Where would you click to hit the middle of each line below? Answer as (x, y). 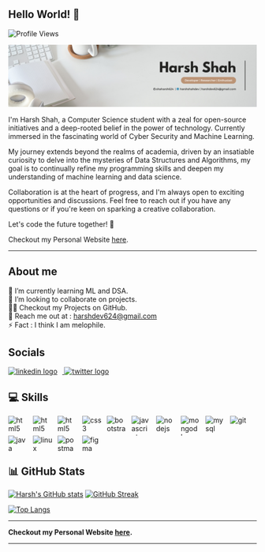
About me (33, 272)
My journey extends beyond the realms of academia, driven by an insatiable (131, 152)
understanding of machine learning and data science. (95, 176)
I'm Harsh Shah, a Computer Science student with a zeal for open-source (127, 119)
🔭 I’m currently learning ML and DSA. (68, 291)
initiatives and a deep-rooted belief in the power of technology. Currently (127, 128)
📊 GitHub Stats (47, 471)
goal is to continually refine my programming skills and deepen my (116, 168)
